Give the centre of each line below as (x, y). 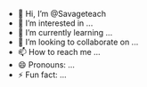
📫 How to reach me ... (59, 52)
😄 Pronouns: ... (46, 65)
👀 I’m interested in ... (55, 23)
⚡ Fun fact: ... (42, 75)
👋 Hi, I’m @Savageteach (62, 14)
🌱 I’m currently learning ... (65, 32)
